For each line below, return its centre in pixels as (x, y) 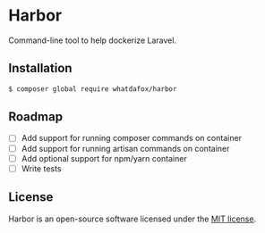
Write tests (41, 168)
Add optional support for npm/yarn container (104, 158)
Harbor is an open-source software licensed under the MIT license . (132, 219)
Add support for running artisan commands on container (125, 148)
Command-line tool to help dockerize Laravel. (92, 40)
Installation (40, 68)
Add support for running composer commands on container (132, 138)
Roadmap (36, 117)
